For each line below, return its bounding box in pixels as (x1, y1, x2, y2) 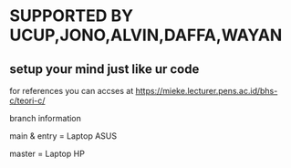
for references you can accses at (9, 86, 134, 96)
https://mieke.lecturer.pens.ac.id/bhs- (135, 86, 278, 96)
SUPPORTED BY (9, 5, 134, 26)
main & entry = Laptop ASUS (9, 131, 117, 142)
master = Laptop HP (9, 148, 85, 159)
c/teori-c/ (9, 95, 46, 106)
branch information (9, 113, 82, 123)
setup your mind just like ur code (9, 61, 200, 77)
